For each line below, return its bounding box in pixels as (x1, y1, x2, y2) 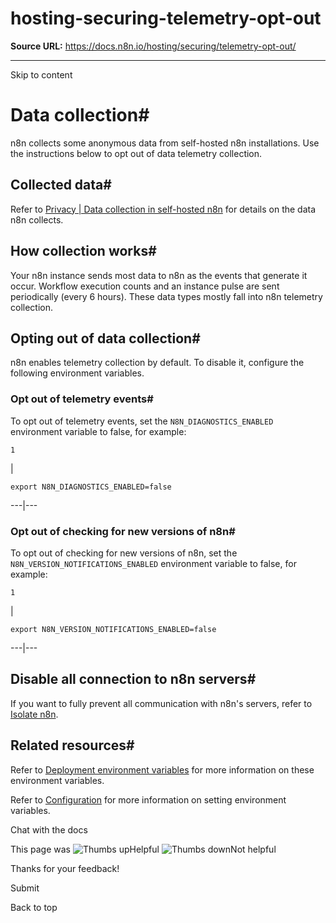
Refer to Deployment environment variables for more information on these (10, 763, 315, 776)
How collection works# (10, 243, 157, 260)
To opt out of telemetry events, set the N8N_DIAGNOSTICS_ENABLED (10, 415, 274, 427)
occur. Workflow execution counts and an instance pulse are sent (10, 280, 280, 292)
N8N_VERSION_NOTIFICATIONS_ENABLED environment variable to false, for (10, 557, 297, 569)
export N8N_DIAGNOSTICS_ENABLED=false (10, 482, 172, 492)
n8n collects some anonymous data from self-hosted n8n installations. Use (10, 137, 320, 149)
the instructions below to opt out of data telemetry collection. (10, 147, 263, 159)
